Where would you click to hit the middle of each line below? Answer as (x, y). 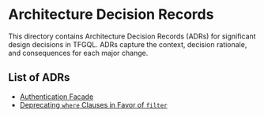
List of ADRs (39, 77)
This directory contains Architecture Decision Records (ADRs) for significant (132, 36)
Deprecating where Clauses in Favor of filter (93, 104)
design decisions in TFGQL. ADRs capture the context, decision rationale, (128, 44)
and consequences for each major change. (78, 53)
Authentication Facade (57, 97)
